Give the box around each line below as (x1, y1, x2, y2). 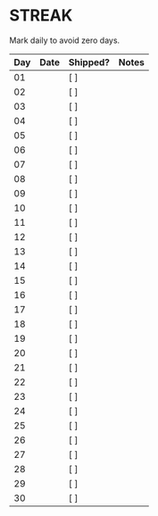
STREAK (9, 5, 73, 26)
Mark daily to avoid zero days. (9, 35, 121, 46)
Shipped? (68, 55, 110, 68)
